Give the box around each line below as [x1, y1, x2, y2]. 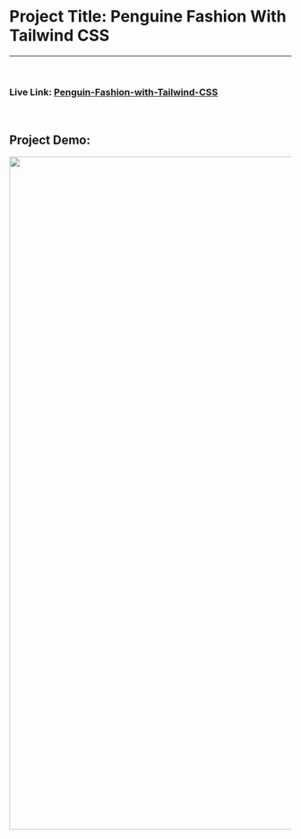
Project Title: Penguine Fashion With [9, 6, 287, 27]
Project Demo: [9, 132, 91, 147]
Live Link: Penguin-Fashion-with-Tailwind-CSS [9, 85, 219, 98]
